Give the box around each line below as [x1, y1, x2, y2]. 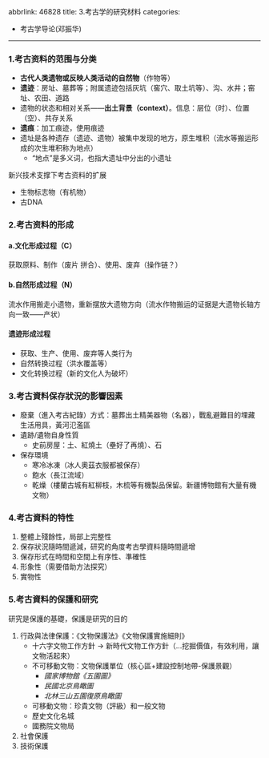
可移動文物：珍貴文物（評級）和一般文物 [31, 700, 166, 711]
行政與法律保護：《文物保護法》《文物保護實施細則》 [19, 631, 189, 640]
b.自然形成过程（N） [8, 280, 78, 290]
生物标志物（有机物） [19, 187, 90, 197]
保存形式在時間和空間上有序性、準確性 [19, 552, 147, 562]
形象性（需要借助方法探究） [19, 562, 112, 571]
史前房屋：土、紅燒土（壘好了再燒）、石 [31, 440, 163, 450]
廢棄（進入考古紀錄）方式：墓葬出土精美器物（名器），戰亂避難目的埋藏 [19, 410, 255, 420]
